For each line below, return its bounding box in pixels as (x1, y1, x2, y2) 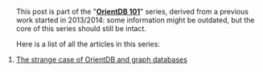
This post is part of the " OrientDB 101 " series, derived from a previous (15, 7, 249, 16)
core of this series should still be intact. (15, 24, 147, 33)
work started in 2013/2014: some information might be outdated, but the (15, 15, 255, 25)
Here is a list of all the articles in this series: (15, 39, 161, 49)
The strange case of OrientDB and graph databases (15, 55, 187, 64)
